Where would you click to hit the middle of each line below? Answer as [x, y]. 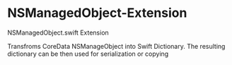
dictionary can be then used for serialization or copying [88, 54]
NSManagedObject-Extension [97, 13]
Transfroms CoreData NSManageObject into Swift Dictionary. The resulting [116, 46]
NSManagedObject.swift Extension [58, 32]
